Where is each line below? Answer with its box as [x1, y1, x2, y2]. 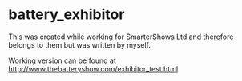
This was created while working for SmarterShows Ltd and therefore [8, 32, 234, 41]
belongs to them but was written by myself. [8, 40, 151, 49]
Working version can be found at [8, 56, 116, 65]
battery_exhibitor [8, 6, 125, 24]
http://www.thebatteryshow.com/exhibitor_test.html [8, 64, 179, 73]
